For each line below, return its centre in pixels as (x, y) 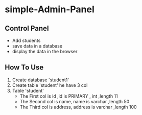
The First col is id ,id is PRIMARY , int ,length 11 (69, 96)
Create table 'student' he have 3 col (50, 85)
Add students (26, 40)
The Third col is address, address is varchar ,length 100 (78, 107)
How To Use (24, 67)
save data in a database (37, 46)
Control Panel (27, 28)
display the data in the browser (45, 51)
